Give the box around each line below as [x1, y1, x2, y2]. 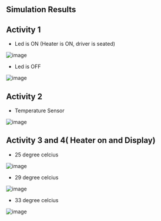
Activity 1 [6, 25, 41, 35]
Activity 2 [6, 91, 43, 102]
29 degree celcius [14, 173, 59, 181]
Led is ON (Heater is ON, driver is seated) [14, 41, 116, 48]
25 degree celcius [14, 151, 59, 158]
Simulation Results [6, 5, 76, 15]
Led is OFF [14, 63, 41, 70]
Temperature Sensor [14, 107, 65, 114]
